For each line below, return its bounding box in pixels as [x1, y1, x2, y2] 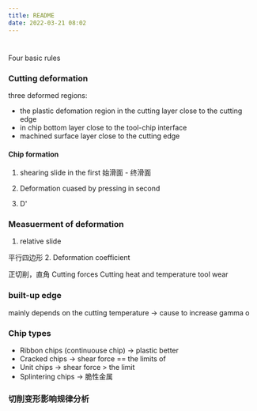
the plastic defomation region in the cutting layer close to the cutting [19, 106, 243, 115]
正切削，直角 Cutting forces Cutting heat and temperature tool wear [8, 270, 229, 279]
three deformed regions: [8, 90, 88, 100]
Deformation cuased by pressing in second [19, 183, 161, 194]
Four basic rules [8, 53, 61, 62]
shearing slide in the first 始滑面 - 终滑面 [19, 168, 152, 178]
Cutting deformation [8, 73, 89, 84]
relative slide [19, 236, 62, 246]
